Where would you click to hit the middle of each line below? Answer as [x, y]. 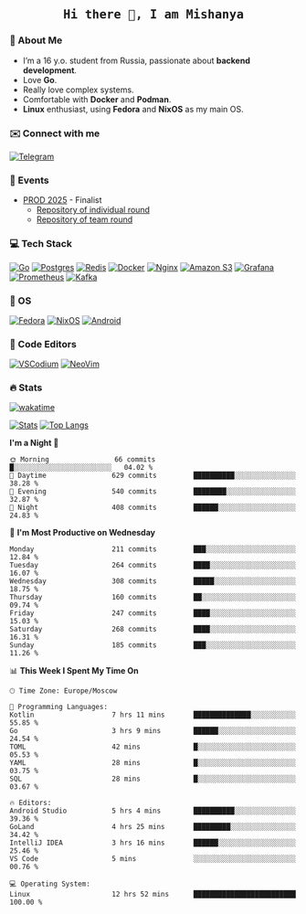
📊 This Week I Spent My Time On [74, 671]
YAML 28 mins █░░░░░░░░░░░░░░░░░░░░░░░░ [153, 763]
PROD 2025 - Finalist [62, 200]
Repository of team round [84, 219]
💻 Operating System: [50, 884]
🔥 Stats [26, 388]
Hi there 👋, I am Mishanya [153, 15]
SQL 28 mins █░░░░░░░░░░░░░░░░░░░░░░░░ [153, 779]
